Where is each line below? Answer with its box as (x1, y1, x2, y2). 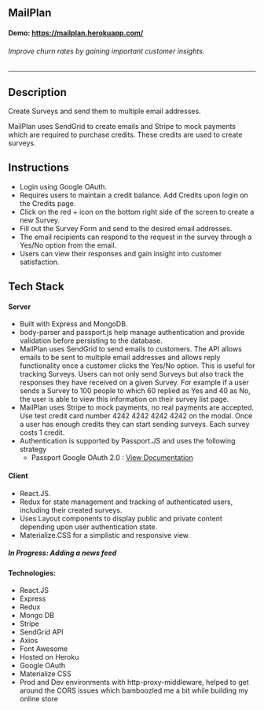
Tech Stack (8, 280, 64, 293)
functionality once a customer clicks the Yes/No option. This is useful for (19, 361, 255, 370)
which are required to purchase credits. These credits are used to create (8, 130, 243, 139)
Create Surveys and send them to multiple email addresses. (8, 106, 202, 116)
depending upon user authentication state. (19, 522, 158, 532)
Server (8, 302, 31, 311)
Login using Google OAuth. (19, 182, 108, 191)
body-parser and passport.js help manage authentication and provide (19, 328, 245, 337)
